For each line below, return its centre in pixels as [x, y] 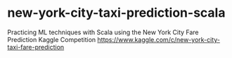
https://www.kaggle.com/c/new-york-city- [159, 39]
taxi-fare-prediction [36, 47]
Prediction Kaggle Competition [52, 39]
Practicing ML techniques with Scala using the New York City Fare [103, 32]
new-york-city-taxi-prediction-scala [116, 13]
